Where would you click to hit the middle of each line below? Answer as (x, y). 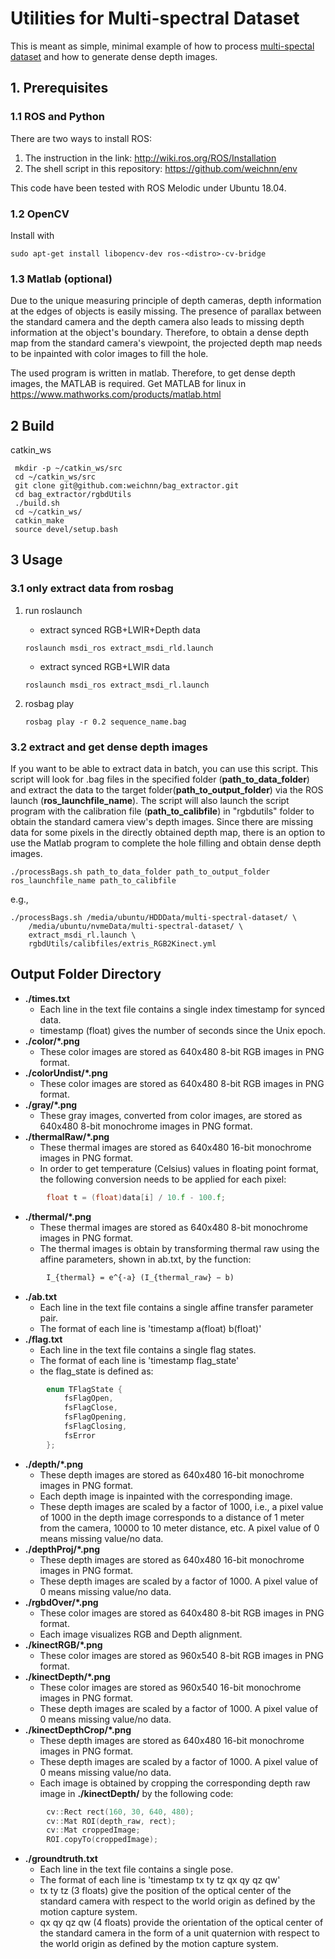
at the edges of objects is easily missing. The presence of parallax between (166, 311)
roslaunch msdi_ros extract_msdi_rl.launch (117, 685)
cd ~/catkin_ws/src (55, 477)
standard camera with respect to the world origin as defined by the (177, 1901)
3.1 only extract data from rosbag (92, 589)
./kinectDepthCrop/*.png (78, 1729)
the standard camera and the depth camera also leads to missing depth (157, 322)
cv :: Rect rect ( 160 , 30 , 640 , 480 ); (120, 1812)
